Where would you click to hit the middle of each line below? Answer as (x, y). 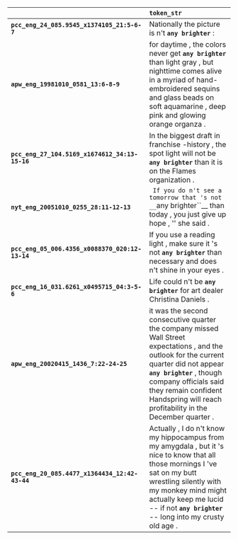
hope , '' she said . (180, 223)
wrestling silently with (185, 482)
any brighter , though (186, 373)
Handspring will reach (186, 399)
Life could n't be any (182, 281)
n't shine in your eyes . (187, 270)
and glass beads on (182, 97)
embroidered (171, 89)
